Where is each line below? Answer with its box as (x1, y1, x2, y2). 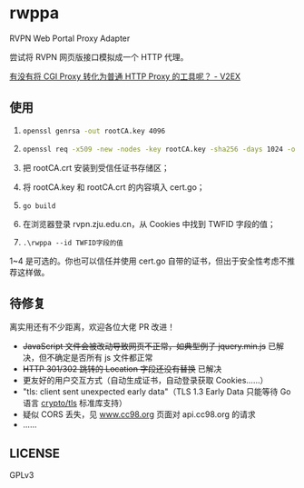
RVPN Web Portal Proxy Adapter (9, 33, 131, 44)
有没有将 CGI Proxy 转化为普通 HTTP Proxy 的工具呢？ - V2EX (9, 71, 241, 82)
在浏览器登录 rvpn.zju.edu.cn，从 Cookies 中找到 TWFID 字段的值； (22, 218, 277, 229)
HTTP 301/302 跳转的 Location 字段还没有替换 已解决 (22, 364, 222, 374)
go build (22, 201, 56, 211)
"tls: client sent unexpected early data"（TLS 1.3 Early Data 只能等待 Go (22, 386, 292, 397)
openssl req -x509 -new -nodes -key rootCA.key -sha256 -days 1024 (22, 144, 284, 154)
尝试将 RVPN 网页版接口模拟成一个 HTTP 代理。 (9, 51, 189, 62)
